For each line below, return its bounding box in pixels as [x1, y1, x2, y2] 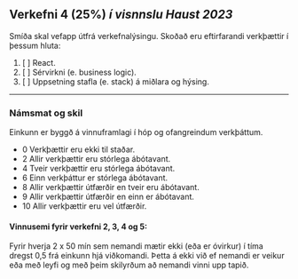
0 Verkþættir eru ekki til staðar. [21, 144, 136, 155]
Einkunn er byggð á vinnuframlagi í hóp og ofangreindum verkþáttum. [9, 127, 263, 138]
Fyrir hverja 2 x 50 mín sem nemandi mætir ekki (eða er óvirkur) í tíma [9, 241, 263, 251]
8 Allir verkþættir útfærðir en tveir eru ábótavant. [21, 182, 200, 193]
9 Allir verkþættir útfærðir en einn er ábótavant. [21, 191, 195, 203]
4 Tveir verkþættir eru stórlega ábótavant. [21, 163, 176, 174]
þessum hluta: [9, 40, 61, 51]
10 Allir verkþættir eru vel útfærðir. [21, 201, 147, 211]
